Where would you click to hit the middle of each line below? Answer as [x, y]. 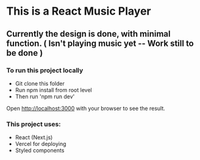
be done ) [25, 53]
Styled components [40, 150]
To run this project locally [45, 70]
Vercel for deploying [41, 144]
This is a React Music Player [79, 11]
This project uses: [34, 124]
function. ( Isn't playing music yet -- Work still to [100, 43]
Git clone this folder [40, 83]
